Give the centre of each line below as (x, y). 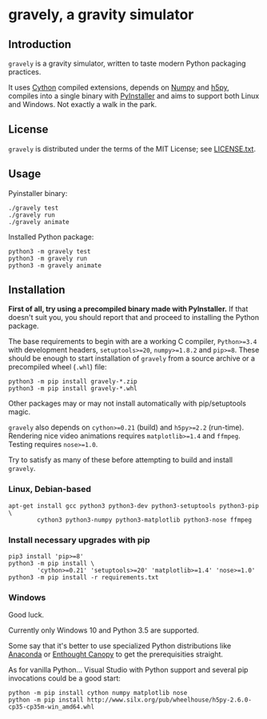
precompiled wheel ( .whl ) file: (58, 367)
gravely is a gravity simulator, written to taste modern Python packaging (127, 63)
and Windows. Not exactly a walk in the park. (83, 104)
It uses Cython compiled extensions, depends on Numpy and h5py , (119, 87)
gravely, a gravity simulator (101, 15)
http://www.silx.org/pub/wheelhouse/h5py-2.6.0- (169, 700)
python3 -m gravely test (50, 251)
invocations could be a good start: (65, 678)
